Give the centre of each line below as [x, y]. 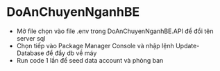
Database [30, 53]
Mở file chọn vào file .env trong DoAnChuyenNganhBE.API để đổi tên [115, 31]
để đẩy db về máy [71, 53]
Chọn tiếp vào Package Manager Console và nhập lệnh [95, 45]
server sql [31, 38]
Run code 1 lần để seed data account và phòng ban [90, 60]
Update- [187, 45]
